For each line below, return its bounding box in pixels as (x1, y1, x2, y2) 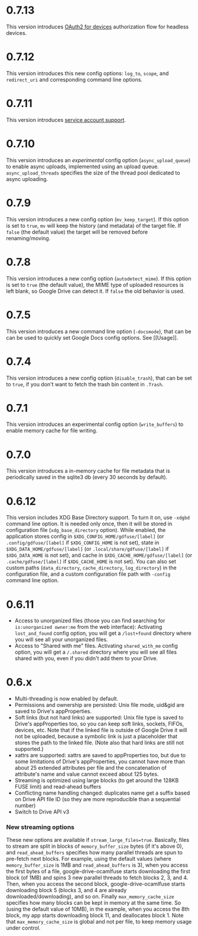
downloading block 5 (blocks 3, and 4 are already (6, 887, 127, 894)
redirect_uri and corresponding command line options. (6, 76, 143, 83)
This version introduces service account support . (6, 116, 126, 123)
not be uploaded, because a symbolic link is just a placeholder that (14, 733, 178, 740)
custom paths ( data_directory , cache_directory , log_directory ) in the (6, 564, 177, 572)
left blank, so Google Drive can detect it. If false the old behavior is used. (6, 288, 185, 295)
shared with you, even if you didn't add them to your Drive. (14, 655, 158, 662)
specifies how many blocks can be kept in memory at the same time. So (6, 899, 181, 906)
